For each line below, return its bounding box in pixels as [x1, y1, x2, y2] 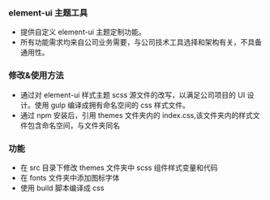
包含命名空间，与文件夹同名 [27, 120, 120, 130]
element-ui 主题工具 [8, 7, 88, 18]
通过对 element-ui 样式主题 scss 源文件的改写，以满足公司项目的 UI [19, 89, 246, 99]
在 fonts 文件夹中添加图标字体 [19, 172, 120, 182]
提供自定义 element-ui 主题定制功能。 [19, 27, 146, 37]
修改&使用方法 [8, 70, 65, 81]
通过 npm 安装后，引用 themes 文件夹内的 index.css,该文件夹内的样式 [19, 110, 253, 120]
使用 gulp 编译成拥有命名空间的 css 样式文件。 [34, 100, 191, 110]
